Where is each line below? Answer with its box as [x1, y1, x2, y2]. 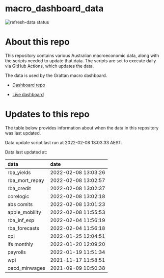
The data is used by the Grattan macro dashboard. [5, 72, 107, 78]
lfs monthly [7, 241, 33, 248]
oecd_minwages [7, 264, 46, 271]
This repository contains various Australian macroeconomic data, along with [5, 52, 160, 58]
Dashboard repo [12, 82, 46, 88]
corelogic [7, 193, 29, 200]
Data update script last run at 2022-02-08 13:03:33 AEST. [5, 139, 123, 145]
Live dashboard [12, 91, 44, 97]
